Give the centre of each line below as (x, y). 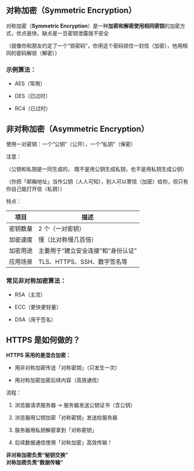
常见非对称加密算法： (36, 281)
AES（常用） (30, 83)
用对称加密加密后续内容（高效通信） (58, 380)
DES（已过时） (33, 96)
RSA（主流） (30, 295)
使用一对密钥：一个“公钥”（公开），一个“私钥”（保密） (71, 144)
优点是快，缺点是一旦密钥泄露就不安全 (62, 33)
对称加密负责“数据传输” (35, 462)
